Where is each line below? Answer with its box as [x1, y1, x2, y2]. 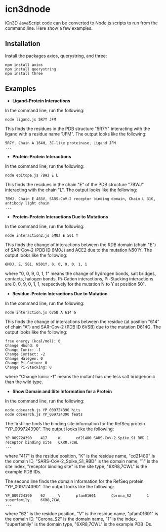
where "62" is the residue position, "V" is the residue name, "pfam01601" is [5, 510, 159, 517]
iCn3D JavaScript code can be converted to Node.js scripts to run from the [5, 20, 158, 26]
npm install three [5, 71, 43, 76]
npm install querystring [5, 66, 56, 71]
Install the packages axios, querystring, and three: [5, 53, 107, 59]
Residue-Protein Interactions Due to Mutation [12, 290, 108, 296]
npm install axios [5, 62, 43, 67]
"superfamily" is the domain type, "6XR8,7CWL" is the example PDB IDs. [5, 521, 153, 527]
